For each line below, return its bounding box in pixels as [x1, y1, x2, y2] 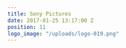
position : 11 [7, 23, 46, 30]
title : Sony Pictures [7, 10, 72, 18]
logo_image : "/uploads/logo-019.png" [7, 30, 120, 37]
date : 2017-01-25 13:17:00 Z [7, 17, 94, 24]
